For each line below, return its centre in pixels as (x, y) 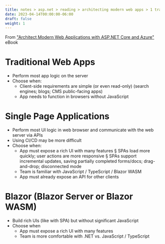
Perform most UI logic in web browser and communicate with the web (83, 130)
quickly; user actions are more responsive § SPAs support (78, 156)
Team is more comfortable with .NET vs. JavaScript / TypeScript (84, 236)
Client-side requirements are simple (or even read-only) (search (84, 86)
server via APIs (27, 135)
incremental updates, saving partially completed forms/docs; (81, 161)
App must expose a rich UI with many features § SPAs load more (85, 151)
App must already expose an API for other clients (69, 177)
